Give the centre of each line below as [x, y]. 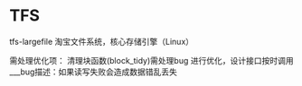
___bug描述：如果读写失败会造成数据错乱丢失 [94, 72]
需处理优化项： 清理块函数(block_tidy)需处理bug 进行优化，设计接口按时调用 [151, 60]
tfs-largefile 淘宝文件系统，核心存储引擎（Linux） [102, 41]
